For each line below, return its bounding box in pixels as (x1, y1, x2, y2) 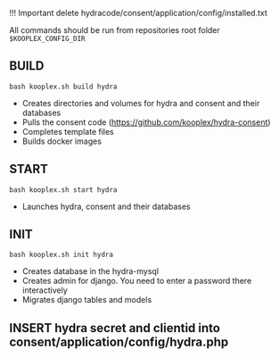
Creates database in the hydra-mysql (21, 266, 159, 277)
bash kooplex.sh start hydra (9, 185, 118, 195)
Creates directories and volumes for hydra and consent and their (21, 97, 260, 108)
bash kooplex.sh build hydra (9, 82, 118, 91)
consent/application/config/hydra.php (9, 334, 229, 349)
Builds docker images (21, 136, 103, 146)
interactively (21, 285, 69, 296)
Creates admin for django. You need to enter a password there (21, 276, 252, 287)
